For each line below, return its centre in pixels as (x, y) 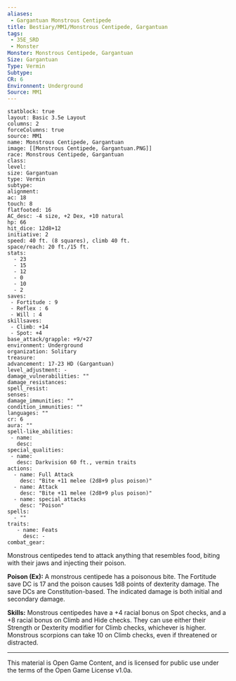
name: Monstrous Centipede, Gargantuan (66, 142)
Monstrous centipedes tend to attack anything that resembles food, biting (113, 556)
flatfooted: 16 (29, 210)
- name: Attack (36, 487)
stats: (17, 253)
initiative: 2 (28, 235)
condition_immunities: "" (45, 407)
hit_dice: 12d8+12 (34, 229)
